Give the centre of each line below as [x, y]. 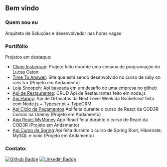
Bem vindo [22, 8]
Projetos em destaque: [28, 57]
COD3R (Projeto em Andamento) [46, 125]
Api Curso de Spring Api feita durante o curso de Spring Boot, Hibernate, [87, 130]
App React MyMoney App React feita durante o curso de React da [80, 120]
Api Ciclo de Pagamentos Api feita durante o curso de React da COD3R [85, 109]
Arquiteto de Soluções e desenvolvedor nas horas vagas [63, 33]
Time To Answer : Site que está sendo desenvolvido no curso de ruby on [86, 77]
